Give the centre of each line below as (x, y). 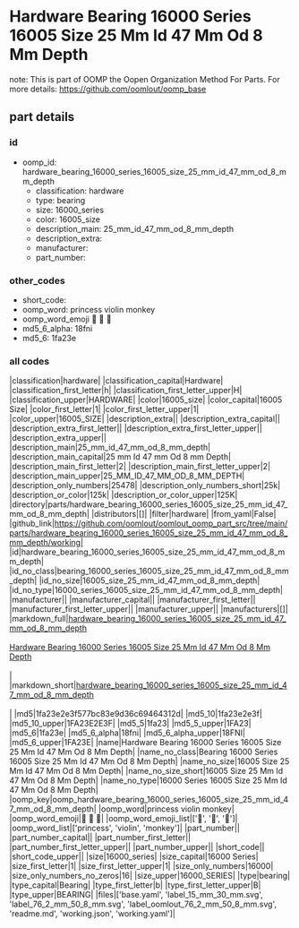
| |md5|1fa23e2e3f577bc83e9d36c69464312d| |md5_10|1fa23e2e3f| (136, 714)
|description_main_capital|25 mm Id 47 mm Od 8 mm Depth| (120, 457)
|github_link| (32, 524)
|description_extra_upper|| (58, 438)
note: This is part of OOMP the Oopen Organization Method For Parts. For (145, 79)
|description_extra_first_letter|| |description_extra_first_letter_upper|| (136, 428)
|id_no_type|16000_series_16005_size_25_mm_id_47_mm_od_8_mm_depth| (146, 590)
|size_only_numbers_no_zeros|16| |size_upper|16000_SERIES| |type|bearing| (150, 876)
